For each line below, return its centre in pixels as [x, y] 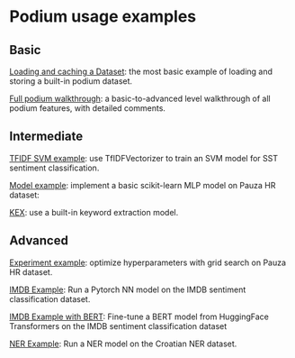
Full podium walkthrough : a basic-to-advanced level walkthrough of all [140, 98]
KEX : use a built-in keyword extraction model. [94, 212]
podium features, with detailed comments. [88, 108]
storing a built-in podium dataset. [71, 81]
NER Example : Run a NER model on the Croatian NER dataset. [123, 344]
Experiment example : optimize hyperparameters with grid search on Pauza [147, 262]
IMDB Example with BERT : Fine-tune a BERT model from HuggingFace [139, 317]
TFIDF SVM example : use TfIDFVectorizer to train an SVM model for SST [144, 158]
